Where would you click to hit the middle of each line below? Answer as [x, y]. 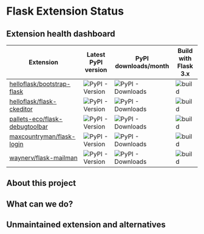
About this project [41, 183]
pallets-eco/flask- [36, 119]
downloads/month [142, 66]
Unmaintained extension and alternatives [86, 225]
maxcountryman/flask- [42, 136]
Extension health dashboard [61, 34]
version [96, 70]
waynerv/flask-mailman [43, 158]
